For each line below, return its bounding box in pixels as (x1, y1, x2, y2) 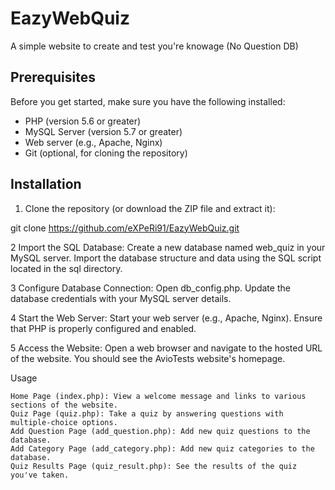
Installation (10, 176, 82, 193)
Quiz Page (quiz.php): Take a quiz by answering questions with (10, 408, 284, 419)
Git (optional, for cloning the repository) (24, 147, 188, 159)
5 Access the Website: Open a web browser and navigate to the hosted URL (10, 342, 323, 354)
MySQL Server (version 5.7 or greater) (24, 125, 183, 137)
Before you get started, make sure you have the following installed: (10, 95, 286, 107)
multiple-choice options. (10, 417, 118, 427)
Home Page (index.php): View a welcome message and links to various (10, 391, 307, 401)
